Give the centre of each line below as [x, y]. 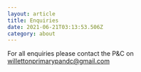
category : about [31, 34]
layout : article [31, 14]
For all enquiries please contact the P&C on [70, 54]
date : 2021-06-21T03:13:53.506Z [55, 27]
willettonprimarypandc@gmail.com [59, 61]
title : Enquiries [33, 20]
